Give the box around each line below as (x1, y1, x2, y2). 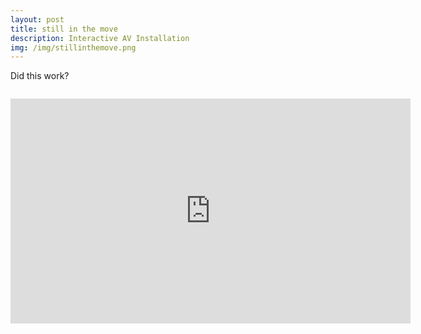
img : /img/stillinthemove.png (10, 42, 137, 53)
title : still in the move (10, 24, 118, 34)
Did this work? (10, 70, 70, 82)
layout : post (10, 14, 65, 25)
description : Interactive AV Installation (10, 33, 190, 43)
